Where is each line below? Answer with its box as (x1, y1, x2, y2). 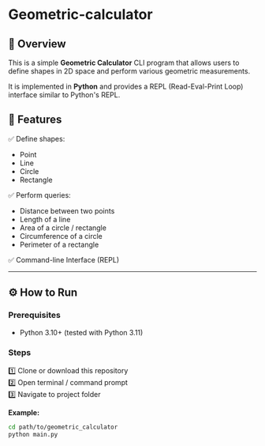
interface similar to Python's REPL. (8, 90, 121, 100)
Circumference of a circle (19, 231, 103, 240)
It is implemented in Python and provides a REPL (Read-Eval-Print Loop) (8, 81, 244, 91)
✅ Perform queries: (8, 190, 71, 199)
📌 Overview (8, 37, 66, 51)
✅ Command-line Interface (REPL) (8, 255, 120, 264)
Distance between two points (19, 206, 115, 215)
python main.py (8, 430, 58, 438)
